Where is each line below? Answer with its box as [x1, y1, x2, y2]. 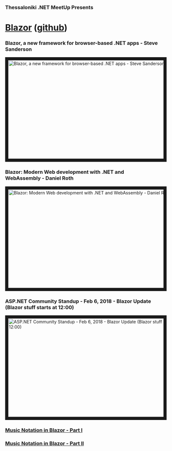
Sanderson [5, 46, 32, 53]
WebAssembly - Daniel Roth [5, 175, 74, 182]
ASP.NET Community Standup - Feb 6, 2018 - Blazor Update [5, 297, 151, 304]
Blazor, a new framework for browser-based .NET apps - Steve [5, 40, 158, 47]
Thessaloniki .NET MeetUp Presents [5, 4, 94, 11]
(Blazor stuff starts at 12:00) [5, 304, 74, 311]
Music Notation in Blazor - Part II [5, 440, 84, 447]
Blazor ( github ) [5, 22, 68, 33]
